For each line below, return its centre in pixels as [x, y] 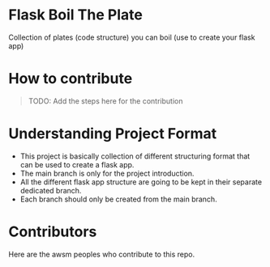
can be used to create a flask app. [77, 164]
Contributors [53, 231]
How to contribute [71, 79]
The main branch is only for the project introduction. [107, 173]
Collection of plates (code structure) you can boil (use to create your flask [132, 37]
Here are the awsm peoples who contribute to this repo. [102, 254]
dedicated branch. [51, 190]
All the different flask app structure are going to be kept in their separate [141, 182]
